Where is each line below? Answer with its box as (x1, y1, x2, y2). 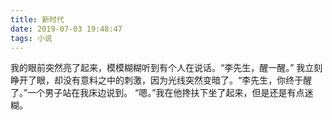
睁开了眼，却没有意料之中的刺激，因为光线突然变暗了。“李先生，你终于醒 (10, 74, 313, 86)
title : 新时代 (10, 14, 65, 25)
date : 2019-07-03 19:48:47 (10, 24, 123, 34)
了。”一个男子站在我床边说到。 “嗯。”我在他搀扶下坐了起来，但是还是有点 (10, 87, 305, 99)
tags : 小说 (10, 33, 53, 43)
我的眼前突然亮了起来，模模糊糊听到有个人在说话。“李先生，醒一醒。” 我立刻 (10, 62, 323, 74)
